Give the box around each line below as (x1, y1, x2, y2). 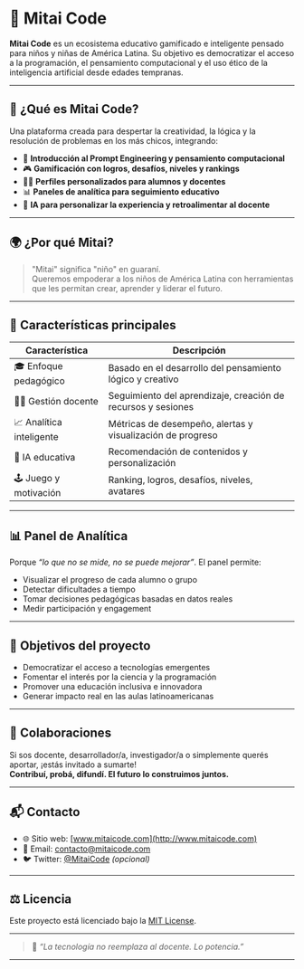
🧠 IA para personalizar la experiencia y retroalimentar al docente (22, 199, 271, 210)
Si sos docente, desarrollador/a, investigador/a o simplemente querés (9, 749, 269, 760)
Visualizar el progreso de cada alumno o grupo (22, 575, 197, 585)
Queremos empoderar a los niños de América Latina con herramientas (31, 273, 294, 284)
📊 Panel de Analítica (9, 528, 128, 544)
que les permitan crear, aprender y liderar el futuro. (31, 282, 223, 293)
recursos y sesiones (108, 401, 195, 413)
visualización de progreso (108, 429, 219, 442)
